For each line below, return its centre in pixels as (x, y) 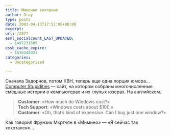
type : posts (18, 19)
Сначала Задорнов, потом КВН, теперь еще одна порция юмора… (78, 81)
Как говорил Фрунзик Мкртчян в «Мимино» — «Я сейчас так (72, 122)
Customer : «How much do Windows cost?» (64, 102)
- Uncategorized (27, 62)
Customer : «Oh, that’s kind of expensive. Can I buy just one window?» (92, 113)
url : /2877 (17, 34)
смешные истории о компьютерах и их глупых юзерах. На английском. (83, 92)
